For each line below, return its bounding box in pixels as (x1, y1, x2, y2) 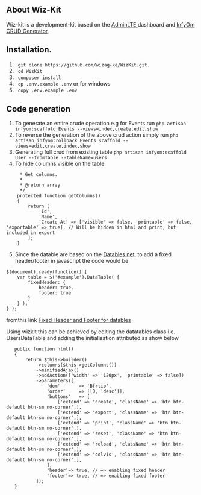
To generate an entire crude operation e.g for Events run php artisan (14, 120, 187, 127)
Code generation (6, 104, 71, 114)
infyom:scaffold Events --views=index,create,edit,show (14, 126, 158, 132)
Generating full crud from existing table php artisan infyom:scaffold (14, 148, 187, 156)
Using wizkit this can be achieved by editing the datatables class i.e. (6, 328, 176, 335)
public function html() (14, 346, 74, 352)
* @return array (19, 182, 61, 189)
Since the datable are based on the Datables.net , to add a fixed (14, 251, 172, 258)
